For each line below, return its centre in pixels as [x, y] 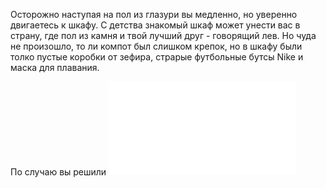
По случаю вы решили [58, 172]
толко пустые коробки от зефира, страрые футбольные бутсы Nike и [157, 57]
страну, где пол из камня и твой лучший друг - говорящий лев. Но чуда [163, 35]
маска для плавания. [55, 67]
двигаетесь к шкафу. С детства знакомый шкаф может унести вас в [155, 25]
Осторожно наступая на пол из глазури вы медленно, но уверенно [154, 14]
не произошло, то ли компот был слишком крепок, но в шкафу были [156, 46]
